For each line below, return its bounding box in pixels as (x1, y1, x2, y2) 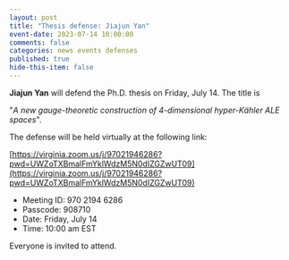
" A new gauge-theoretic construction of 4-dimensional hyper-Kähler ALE (9, 105, 280, 115)
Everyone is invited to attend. (9, 240, 117, 251)
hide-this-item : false (9, 63, 94, 72)
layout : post (9, 13, 58, 22)
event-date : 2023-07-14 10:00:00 (9, 29, 134, 38)
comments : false (9, 38, 70, 47)
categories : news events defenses (9, 46, 139, 55)
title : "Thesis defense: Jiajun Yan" (9, 21, 150, 30)
